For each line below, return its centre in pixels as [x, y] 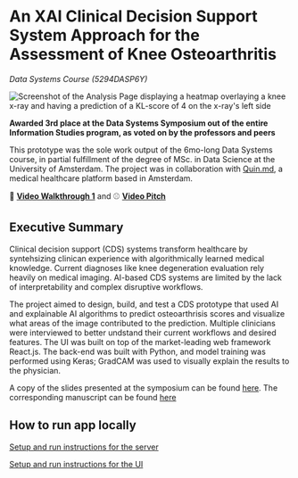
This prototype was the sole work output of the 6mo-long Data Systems [141, 150]
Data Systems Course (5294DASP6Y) [79, 78]
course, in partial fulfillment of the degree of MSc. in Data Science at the [142, 159]
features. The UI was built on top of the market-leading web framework [140, 342]
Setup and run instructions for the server [84, 447]
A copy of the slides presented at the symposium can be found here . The [144, 387]
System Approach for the [105, 35]
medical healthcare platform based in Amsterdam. [101, 178]
